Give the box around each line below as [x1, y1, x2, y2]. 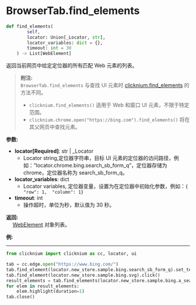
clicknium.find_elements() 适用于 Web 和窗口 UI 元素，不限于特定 [29, 101, 190, 109]
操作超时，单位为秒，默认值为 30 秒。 [23, 201, 115, 208]
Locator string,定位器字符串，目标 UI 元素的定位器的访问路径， [23, 155, 174, 162]
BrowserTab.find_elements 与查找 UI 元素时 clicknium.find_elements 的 [20, 82, 190, 89]
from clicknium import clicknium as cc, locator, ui [6, 251, 137, 257]
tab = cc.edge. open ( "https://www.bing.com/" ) [6, 262, 118, 268]
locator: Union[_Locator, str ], [27, 34, 106, 40]
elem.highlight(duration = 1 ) [16, 289, 85, 294]
